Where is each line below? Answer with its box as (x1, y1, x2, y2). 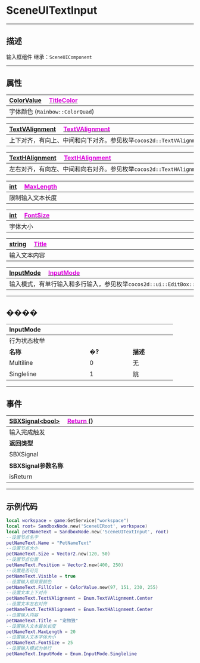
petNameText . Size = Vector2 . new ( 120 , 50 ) (6, 551, 111, 557)
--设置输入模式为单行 (6, 646, 52, 652)
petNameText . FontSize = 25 (6, 640, 73, 646)
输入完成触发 (9, 428, 46, 437)
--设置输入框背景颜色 (6, 579, 52, 585)
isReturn (9, 472, 33, 481)
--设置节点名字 (6, 534, 39, 541)
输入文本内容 (9, 251, 46, 259)
